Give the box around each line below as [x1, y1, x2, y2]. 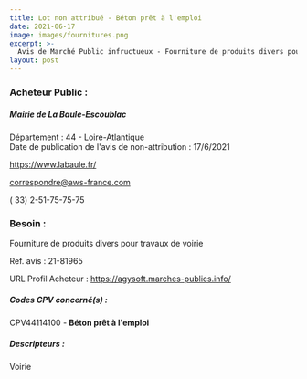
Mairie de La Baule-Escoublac [9, 109, 127, 120]
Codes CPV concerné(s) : [9, 294, 108, 305]
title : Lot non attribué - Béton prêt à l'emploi [9, 13, 203, 23]
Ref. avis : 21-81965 [9, 256, 84, 267]
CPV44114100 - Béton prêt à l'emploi [9, 317, 150, 329]
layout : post [9, 56, 59, 65]
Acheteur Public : [9, 86, 89, 99]
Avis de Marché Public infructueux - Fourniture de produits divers [17, 47, 284, 57]
